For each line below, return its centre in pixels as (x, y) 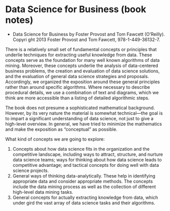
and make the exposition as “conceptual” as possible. (61, 129)
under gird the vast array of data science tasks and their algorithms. (84, 203)
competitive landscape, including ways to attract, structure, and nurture (88, 154)
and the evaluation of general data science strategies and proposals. (77, 76)
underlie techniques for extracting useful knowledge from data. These (79, 55)
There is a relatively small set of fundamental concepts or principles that (81, 49)
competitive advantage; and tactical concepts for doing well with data (86, 165)
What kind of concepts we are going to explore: (55, 139)
